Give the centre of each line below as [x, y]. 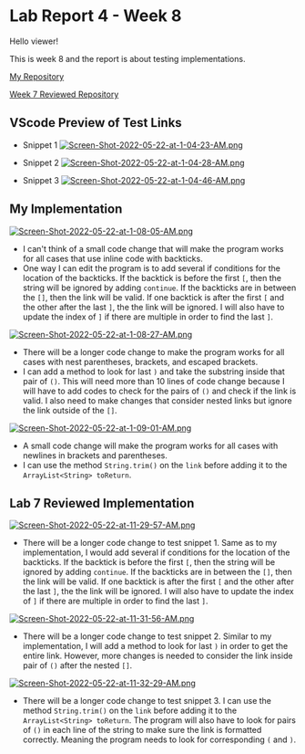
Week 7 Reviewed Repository [64, 94]
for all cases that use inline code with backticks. [112, 258]
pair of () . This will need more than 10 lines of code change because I [153, 381]
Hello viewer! [34, 41]
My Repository [37, 76]
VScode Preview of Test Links [96, 123]
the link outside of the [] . [70, 410]
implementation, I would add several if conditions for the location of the [156, 552]
